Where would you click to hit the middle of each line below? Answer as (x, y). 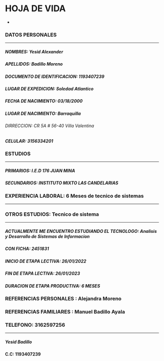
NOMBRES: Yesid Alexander (34, 51)
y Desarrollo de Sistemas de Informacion (48, 237)
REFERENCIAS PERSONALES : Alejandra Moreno (63, 298)
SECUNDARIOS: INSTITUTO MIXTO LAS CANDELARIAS (62, 183)
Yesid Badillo (19, 342)
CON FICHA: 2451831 (27, 249)
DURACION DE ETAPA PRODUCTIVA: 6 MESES (53, 286)
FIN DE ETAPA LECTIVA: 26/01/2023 (43, 273)
